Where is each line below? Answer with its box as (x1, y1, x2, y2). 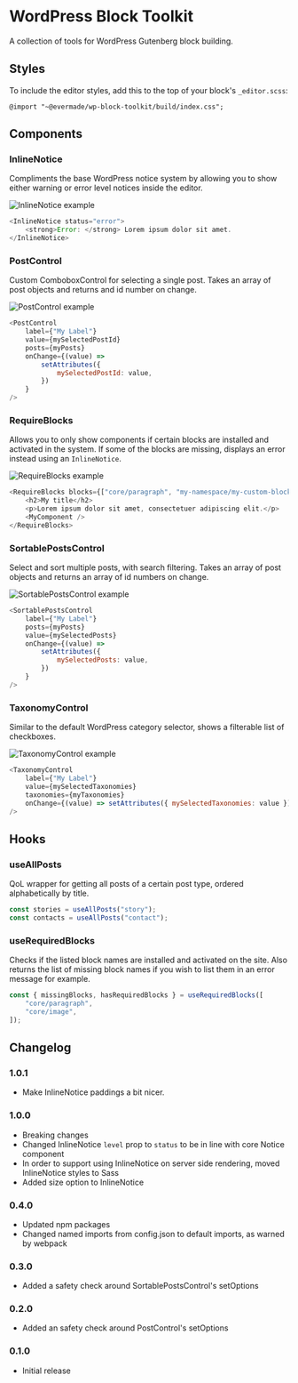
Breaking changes (21, 1130, 89, 1140)
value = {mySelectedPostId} (25, 335, 122, 344)
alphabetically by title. (9, 888, 90, 899)
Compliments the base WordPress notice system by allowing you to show (9, 173, 278, 184)
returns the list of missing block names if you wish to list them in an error (9, 964, 275, 975)
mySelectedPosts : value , (56, 655, 149, 664)
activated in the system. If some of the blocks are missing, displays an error (9, 444, 286, 454)
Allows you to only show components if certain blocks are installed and (9, 434, 269, 446)
